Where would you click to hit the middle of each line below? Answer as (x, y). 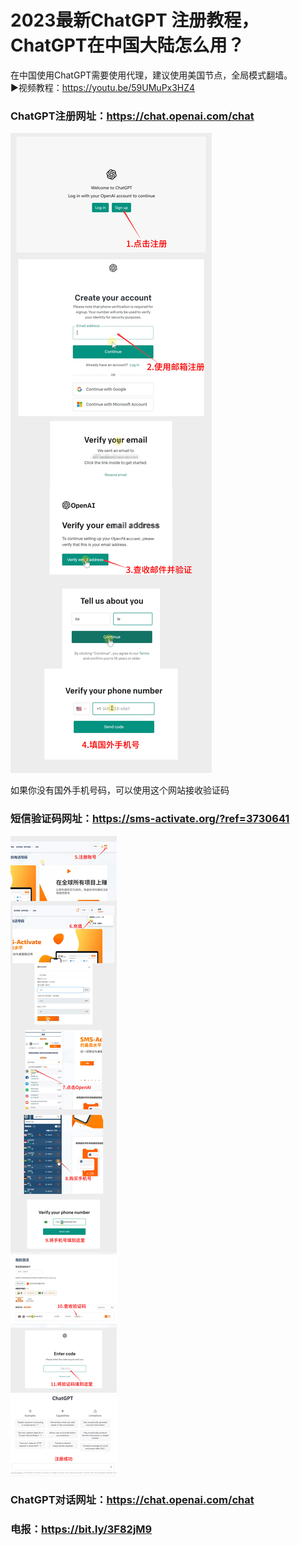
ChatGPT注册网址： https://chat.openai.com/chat (132, 116)
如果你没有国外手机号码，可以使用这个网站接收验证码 (120, 790)
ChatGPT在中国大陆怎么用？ (127, 45)
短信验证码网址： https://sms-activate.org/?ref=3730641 (150, 819)
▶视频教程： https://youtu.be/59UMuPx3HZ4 (103, 87)
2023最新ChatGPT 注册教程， (135, 20)
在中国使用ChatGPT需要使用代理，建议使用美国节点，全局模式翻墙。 (151, 75)
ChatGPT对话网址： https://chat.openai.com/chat (132, 1500)
